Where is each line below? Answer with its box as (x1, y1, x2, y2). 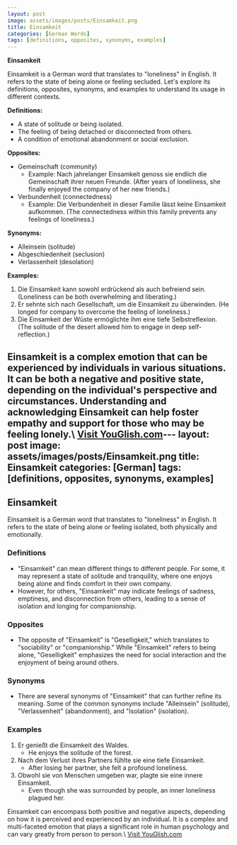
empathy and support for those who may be (7, 417, 205, 429)
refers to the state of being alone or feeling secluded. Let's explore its (7, 77, 211, 86)
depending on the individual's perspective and (7, 384, 217, 396)
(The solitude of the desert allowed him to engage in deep (17, 323, 187, 331)
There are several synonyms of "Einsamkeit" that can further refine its (17, 692, 221, 701)
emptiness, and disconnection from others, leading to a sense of (17, 594, 207, 603)
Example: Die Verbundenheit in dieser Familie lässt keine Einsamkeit (28, 200, 226, 209)
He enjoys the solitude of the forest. (28, 748, 133, 756)
